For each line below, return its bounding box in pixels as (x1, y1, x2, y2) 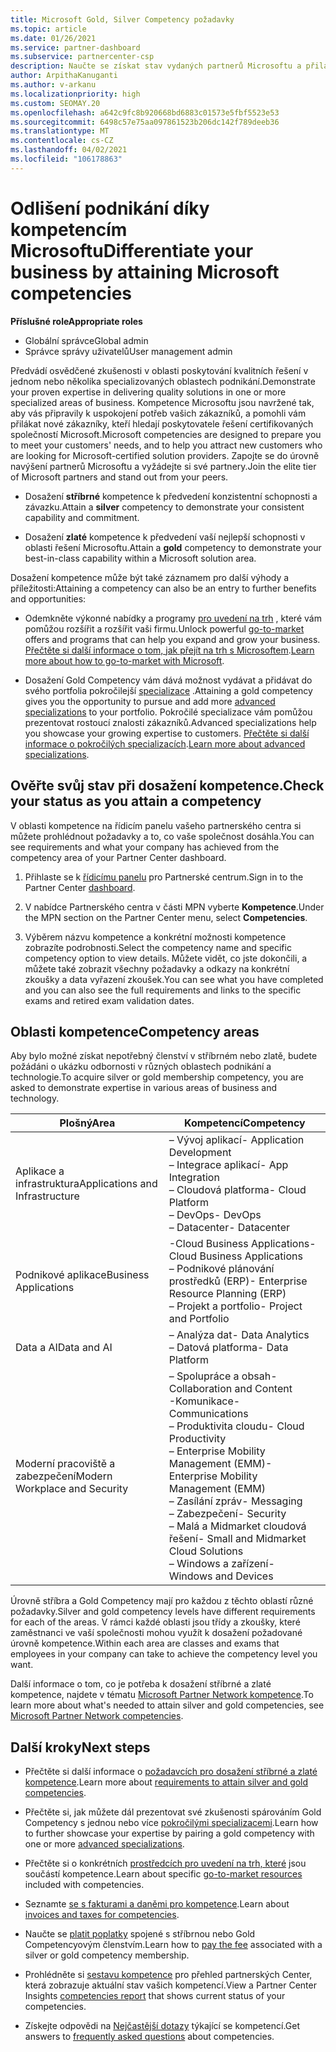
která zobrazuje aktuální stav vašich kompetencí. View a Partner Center (24, 1979, 317, 1991)
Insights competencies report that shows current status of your (24, 1990, 286, 2002)
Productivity (168, 1432, 227, 1446)
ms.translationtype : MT (10, 126, 110, 136)
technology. (10, 1092, 60, 1105)
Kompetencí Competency (184, 1116, 306, 1130)
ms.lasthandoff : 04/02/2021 (10, 145, 128, 155)
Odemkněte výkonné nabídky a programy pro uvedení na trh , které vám (24, 612, 322, 624)
